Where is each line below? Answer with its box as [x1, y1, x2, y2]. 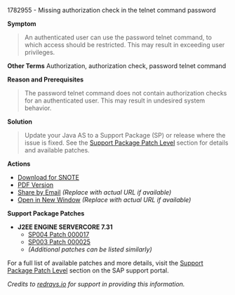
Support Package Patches [7, 209, 85, 217]
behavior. [24, 104, 52, 112]
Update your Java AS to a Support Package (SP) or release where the [24, 131, 226, 139]
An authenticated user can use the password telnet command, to [24, 33, 213, 41]
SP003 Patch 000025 [27, 238, 91, 246]
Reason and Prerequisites [7, 75, 84, 84]
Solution [7, 117, 33, 126]
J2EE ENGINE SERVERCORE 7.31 [17, 223, 113, 231]
